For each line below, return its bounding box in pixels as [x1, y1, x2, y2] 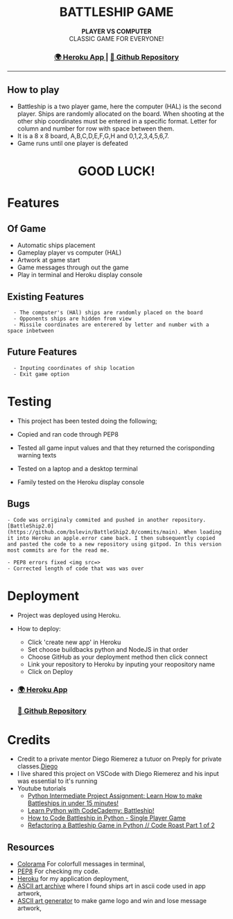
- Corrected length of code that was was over [7, 565, 144, 572]
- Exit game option [13, 371, 70, 378]
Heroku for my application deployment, [17, 875, 130, 883]
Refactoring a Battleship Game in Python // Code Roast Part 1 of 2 [27, 821, 215, 829]
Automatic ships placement [17, 241, 96, 250]
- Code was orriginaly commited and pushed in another [7, 516, 169, 523]
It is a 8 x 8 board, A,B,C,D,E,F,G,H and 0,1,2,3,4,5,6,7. [17, 132, 170, 140]
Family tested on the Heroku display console [17, 478, 144, 486]
